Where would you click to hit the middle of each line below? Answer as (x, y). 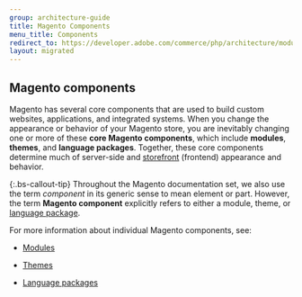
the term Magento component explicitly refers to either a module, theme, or (150, 202)
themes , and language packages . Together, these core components (136, 147)
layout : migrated (42, 51)
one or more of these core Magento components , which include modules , (147, 138)
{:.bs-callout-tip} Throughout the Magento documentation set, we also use (147, 184)
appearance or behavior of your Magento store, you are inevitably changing (150, 128)
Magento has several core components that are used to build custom (137, 109)
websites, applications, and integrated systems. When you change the (139, 119)
